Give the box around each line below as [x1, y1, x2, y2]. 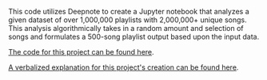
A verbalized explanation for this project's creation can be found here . [8, 63, 239, 72]
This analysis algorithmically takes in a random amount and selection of [8, 24, 244, 32]
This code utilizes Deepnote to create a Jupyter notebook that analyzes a [8, 7, 249, 16]
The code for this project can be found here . [8, 48, 154, 56]
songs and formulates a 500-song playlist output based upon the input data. [8, 32, 260, 41]
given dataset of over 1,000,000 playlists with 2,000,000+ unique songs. [8, 15, 248, 25]
